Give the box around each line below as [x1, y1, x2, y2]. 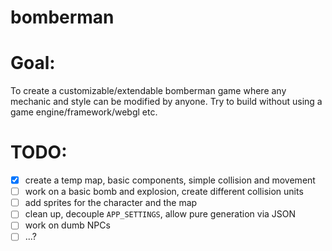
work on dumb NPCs [24, 219, 111, 231]
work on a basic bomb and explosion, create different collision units [24, 186, 304, 198]
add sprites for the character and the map [24, 197, 198, 209]
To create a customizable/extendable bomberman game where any [10, 85, 287, 97]
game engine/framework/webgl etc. [10, 106, 158, 118]
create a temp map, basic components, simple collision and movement [24, 174, 316, 186]
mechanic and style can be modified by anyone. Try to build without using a [10, 96, 323, 108]
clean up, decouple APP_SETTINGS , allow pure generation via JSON [24, 208, 297, 220]
